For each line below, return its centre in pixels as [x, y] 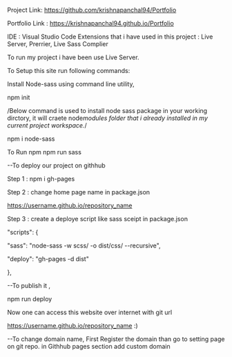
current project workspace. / [47, 125]
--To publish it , [29, 286]
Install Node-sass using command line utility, [71, 84]
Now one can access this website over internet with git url [90, 312]
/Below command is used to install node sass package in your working [107, 111]
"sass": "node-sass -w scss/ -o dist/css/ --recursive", [84, 245]
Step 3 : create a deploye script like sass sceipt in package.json [98, 219]
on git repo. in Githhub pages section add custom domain [89, 346]
